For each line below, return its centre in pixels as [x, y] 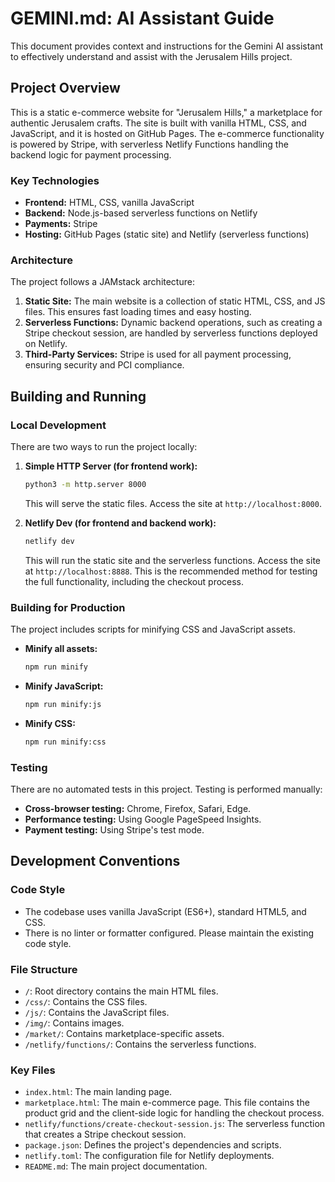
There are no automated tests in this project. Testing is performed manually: [166, 789]
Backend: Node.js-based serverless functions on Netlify [141, 213]
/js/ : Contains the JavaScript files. [97, 1012]
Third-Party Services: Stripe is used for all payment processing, [158, 354]
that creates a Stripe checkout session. [105, 1134]
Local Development [58, 425]
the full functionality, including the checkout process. [134, 581]
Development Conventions [95, 861]
